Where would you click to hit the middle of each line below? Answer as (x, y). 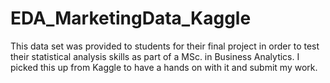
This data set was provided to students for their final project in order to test (165, 46)
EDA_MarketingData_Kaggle (131, 18)
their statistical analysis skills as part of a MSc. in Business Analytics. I (155, 56)
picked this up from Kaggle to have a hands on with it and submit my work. (164, 67)
